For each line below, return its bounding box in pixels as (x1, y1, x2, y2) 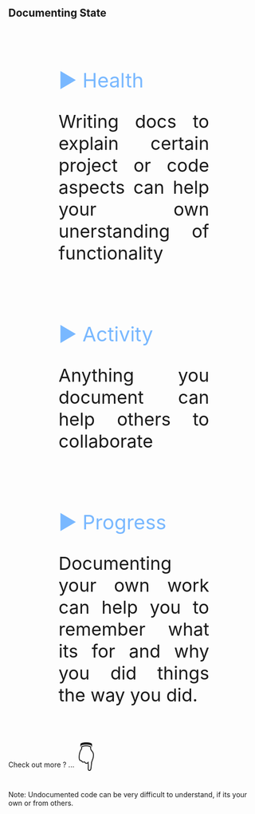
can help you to (58, 595, 210, 618)
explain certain (58, 132, 210, 155)
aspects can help (58, 176, 210, 199)
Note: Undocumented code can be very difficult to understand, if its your (8, 789, 248, 799)
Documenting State (8, 6, 107, 20)
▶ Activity (58, 321, 154, 346)
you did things (58, 662, 210, 685)
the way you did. (58, 683, 198, 706)
